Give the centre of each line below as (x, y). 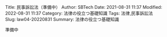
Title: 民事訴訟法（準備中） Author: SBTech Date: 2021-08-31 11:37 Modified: (84, 7)
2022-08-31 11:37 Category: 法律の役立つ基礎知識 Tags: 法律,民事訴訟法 (79, 13)
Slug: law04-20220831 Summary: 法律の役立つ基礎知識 (62, 19)
